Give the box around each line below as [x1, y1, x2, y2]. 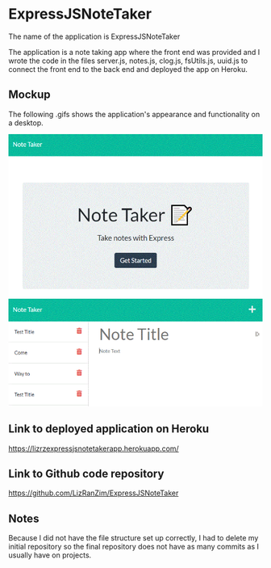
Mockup [8, 88, 51, 102]
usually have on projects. [8, 550, 92, 560]
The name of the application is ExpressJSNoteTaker [8, 32, 181, 41]
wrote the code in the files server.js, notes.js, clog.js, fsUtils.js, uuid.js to [8, 56, 248, 65]
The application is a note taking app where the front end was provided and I [8, 47, 261, 57]
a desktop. [8, 118, 44, 128]
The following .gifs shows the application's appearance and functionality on [8, 109, 261, 119]
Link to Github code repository [8, 467, 165, 481]
